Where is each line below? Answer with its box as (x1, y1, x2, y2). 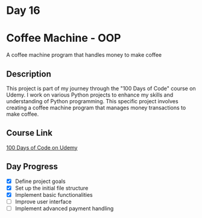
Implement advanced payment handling (14, 205, 114, 212)
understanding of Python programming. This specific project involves (6, 97, 179, 104)
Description (6, 69, 51, 79)
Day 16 (6, 4, 40, 18)
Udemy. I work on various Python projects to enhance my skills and (6, 91, 174, 98)
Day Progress (6, 161, 58, 172)
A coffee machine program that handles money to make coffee (6, 51, 162, 59)
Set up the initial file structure (14, 184, 89, 191)
